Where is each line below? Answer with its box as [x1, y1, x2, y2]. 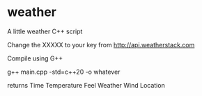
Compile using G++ [7, 54, 63, 63]
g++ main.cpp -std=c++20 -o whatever [7, 67, 121, 76]
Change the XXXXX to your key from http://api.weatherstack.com [7, 40, 195, 49]
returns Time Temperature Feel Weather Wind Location [7, 81, 165, 89]
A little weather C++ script [7, 27, 83, 35]
